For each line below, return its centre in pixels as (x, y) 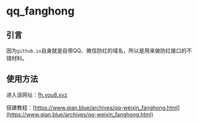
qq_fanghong (40, 11)
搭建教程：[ (21, 108)
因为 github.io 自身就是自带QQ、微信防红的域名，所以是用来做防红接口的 (97, 51)
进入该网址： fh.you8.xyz (37, 94)
